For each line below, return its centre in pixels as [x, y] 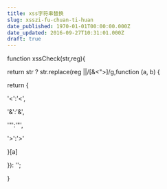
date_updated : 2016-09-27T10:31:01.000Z [66, 33]
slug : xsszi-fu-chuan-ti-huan [51, 20]
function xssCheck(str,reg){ [46, 58]
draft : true [24, 39]
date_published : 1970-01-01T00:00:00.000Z [69, 26]
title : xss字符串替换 [35, 13]
